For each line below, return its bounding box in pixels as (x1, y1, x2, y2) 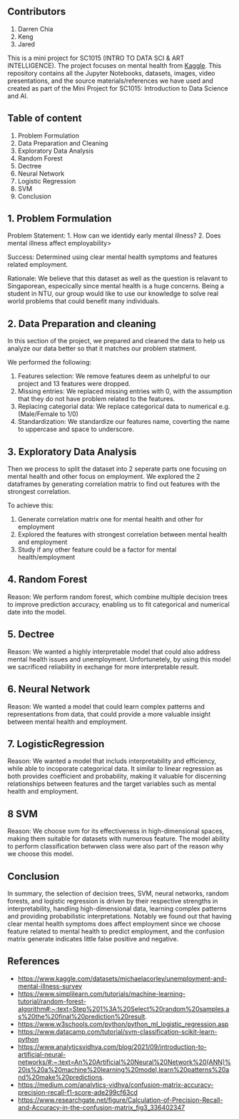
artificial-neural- (17, 1050, 66, 1058)
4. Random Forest (7, 574, 88, 586)
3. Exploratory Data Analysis (7, 445, 137, 457)
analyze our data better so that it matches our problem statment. (7, 344, 198, 353)
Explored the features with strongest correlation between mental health (17, 530, 228, 539)
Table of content (7, 112, 82, 124)
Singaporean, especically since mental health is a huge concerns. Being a (7, 282, 225, 290)
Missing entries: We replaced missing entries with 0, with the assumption (17, 387, 233, 395)
